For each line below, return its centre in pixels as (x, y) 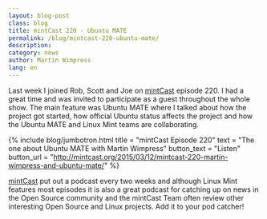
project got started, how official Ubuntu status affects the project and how (131, 116)
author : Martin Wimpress (50, 61)
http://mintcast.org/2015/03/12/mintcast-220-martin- (141, 157)
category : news (34, 53)
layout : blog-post (39, 16)
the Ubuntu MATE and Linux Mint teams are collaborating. (103, 124)
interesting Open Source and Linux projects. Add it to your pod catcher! (126, 206)
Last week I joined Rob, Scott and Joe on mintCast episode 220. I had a (126, 90)
